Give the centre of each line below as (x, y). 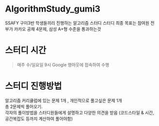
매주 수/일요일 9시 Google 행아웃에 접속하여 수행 (63, 64)
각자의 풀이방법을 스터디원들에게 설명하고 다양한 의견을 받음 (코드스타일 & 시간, (79, 112)
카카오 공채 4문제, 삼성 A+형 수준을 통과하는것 (57, 29)
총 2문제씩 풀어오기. (24, 106)
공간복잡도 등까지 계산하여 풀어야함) (39, 118)
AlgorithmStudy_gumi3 (53, 9)
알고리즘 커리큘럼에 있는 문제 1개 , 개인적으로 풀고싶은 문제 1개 (64, 100)
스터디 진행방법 (33, 86)
